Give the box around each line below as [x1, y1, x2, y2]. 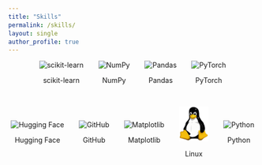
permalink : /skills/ [8, 21, 77, 29]
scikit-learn [43, 76, 80, 85]
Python [227, 135, 251, 144]
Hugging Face [14, 135, 61, 144]
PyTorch [195, 76, 223, 85]
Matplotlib [127, 135, 161, 144]
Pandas [148, 76, 174, 85]
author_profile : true [8, 38, 80, 46]
